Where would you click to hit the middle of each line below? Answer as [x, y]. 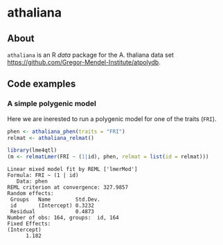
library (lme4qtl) [32, 150]
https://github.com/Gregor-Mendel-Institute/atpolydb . [84, 62]
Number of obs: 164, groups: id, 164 [63, 218]
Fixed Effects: [29, 224]
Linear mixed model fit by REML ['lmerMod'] [72, 170]
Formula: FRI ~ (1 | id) [43, 175]
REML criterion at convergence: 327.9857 [68, 188]
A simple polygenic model [52, 104]
